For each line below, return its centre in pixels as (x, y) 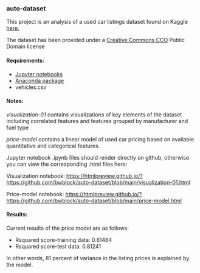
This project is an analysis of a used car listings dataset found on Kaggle (97, 22)
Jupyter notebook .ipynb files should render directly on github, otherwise (98, 157)
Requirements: (25, 60)
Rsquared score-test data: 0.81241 (58, 246)
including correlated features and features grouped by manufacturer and (97, 121)
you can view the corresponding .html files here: (67, 164)
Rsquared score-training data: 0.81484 (64, 239)
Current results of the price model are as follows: (68, 228)
